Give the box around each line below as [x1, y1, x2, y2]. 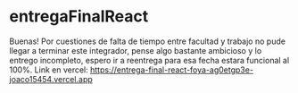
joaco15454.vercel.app [9, 73, 94, 84]
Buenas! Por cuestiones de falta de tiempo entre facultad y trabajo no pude [9, 36, 286, 46]
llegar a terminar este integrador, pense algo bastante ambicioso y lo [9, 45, 262, 55]
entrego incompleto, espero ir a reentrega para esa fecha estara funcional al [9, 55, 290, 65]
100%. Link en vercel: [9, 64, 89, 75]
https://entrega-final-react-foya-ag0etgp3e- [89, 64, 254, 75]
